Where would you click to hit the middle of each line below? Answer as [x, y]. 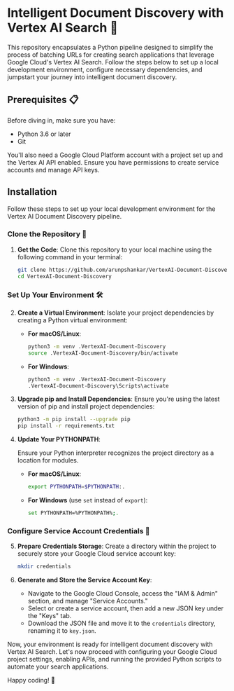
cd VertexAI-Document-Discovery [64, 276]
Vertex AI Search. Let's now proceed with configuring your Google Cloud [112, 652]
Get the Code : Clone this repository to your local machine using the [115, 249]
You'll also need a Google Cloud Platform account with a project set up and [115, 155]
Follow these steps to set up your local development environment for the [111, 209]
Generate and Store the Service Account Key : [85, 580]
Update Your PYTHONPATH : [59, 439]
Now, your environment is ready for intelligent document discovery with [110, 644]
